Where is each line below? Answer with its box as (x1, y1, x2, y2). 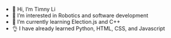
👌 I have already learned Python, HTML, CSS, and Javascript (11, 25, 165, 32)
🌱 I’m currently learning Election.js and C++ (11, 18, 121, 25)
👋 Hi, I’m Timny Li (11, 6, 56, 12)
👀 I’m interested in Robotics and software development (11, 12, 149, 19)
